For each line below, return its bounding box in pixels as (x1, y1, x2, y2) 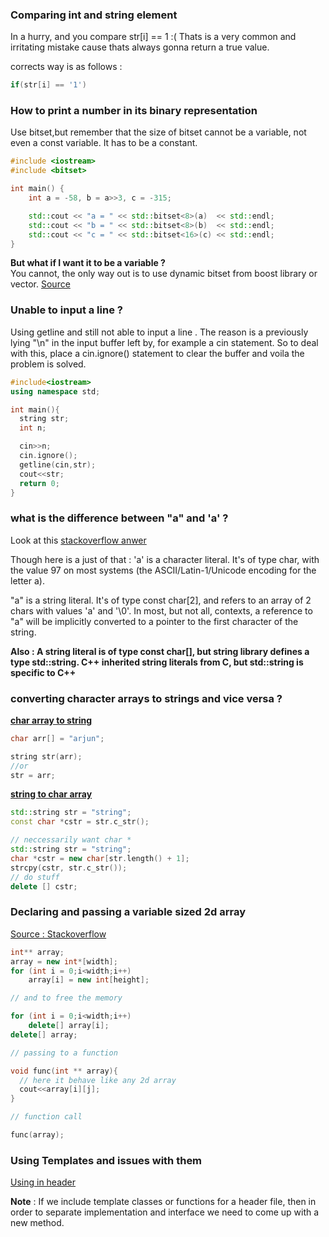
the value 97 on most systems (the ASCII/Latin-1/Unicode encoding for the (10, 564, 317, 576)
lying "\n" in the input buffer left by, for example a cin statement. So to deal (10, 336, 319, 348)
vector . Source (10, 278, 71, 290)
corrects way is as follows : (10, 61, 123, 73)
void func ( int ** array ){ (10, 1066, 118, 1076)
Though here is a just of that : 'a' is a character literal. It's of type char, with (10, 553, 320, 565)
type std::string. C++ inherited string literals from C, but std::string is (10, 656, 304, 668)
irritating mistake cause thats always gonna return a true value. (10, 41, 270, 53)
